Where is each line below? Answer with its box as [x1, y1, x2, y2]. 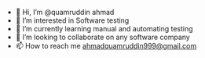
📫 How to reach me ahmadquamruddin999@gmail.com [15, 42, 197, 50]
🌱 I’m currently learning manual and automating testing [15, 24, 194, 33]
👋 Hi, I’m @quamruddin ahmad [15, 8, 115, 16]
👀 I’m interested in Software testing [15, 16, 130, 25]
